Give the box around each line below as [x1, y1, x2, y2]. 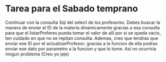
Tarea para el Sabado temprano [5, 3, 138, 14]
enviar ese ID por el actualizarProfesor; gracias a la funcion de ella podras [5, 40, 158, 46]
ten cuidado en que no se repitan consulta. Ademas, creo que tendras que [5, 35, 158, 41]
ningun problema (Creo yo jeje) [5, 51, 69, 57]
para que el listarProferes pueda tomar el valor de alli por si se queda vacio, [5, 30, 161, 36]
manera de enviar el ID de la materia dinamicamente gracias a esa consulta [5, 24, 160, 30]
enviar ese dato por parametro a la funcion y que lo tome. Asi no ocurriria [5, 46, 156, 52]
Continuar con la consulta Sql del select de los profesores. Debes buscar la [5, 19, 160, 25]
